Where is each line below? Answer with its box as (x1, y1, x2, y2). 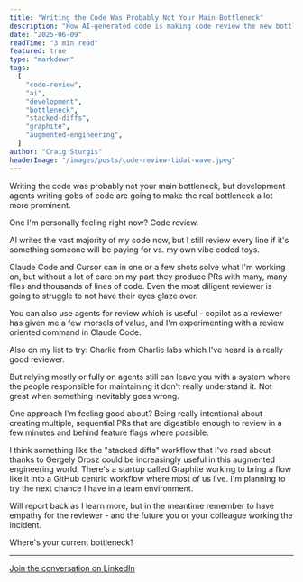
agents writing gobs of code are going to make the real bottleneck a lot (9, 190, 273, 201)
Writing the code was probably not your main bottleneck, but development (9, 180, 286, 191)
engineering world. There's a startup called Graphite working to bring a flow (9, 463, 291, 474)
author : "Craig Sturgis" (9, 147, 103, 156)
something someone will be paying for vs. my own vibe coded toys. (9, 244, 260, 255)
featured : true (9, 47, 67, 56)
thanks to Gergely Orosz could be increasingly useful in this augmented (9, 454, 276, 465)
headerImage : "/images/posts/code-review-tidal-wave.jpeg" (9, 155, 236, 165)
